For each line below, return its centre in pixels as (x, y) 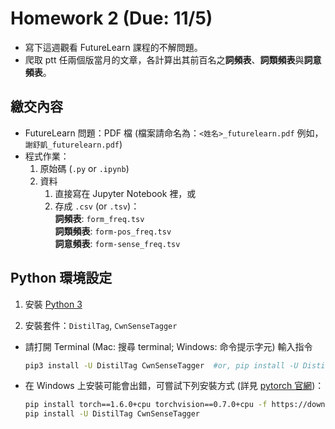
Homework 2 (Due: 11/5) (111, 18)
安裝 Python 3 (53, 304)
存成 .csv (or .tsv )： (97, 206)
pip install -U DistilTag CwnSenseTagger (112, 414)
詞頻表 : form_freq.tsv (99, 218)
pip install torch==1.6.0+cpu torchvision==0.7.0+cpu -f (146, 405)
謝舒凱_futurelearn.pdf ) (73, 144)
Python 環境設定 (61, 278)
